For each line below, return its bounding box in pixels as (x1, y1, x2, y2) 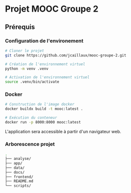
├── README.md (5, 179, 34, 184)
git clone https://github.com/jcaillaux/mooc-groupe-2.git (5, 53, 127, 58)
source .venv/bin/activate (5, 79, 59, 85)
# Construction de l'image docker (5, 102, 75, 107)
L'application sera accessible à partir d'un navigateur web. (5, 128, 122, 134)
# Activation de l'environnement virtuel (5, 75, 90, 80)
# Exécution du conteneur (5, 115, 57, 120)
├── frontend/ (5, 174, 34, 179)
